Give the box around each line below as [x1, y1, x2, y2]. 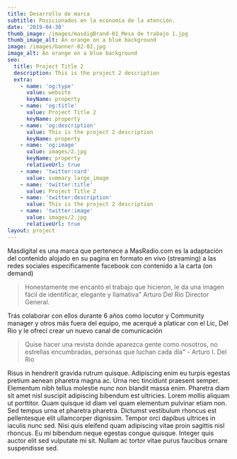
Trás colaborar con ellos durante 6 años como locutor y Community [7, 311, 204, 320]
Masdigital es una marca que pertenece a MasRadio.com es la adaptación [7, 246, 223, 255]
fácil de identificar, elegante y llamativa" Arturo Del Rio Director [24, 290, 209, 299]
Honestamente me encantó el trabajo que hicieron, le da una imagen [24, 282, 225, 291]
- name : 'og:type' [20, 83, 74, 90]
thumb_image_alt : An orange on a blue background [7, 37, 157, 44]
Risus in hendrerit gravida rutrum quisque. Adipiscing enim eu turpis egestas [7, 369, 231, 377]
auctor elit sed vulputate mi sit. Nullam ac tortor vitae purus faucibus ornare [7, 436, 228, 445]
